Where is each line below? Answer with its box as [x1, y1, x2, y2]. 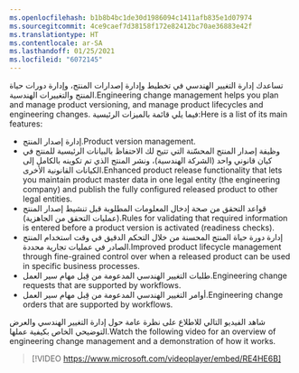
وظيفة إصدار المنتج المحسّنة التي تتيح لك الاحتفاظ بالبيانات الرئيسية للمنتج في [22, 145, 280, 156]
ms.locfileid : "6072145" [9, 55, 103, 64]
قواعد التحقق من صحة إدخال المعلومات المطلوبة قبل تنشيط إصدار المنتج [22, 203, 266, 213]
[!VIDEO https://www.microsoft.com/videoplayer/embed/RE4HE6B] [31, 353, 282, 364]
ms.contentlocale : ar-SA [9, 38, 103, 48]
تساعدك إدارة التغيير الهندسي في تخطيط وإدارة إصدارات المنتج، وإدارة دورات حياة [9, 80, 284, 90]
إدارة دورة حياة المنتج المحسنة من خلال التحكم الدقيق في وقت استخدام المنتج [22, 232, 283, 242]
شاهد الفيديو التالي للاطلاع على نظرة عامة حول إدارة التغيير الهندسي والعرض [9, 317, 266, 327]
